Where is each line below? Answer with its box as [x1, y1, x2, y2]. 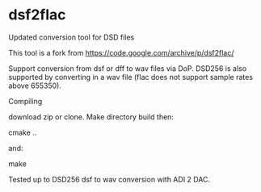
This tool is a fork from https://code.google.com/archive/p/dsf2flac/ [8, 48, 234, 57]
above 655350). [8, 81, 62, 90]
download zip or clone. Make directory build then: [8, 111, 174, 122]
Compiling [8, 96, 43, 106]
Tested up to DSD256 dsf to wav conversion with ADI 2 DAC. [8, 174, 211, 184]
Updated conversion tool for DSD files [8, 32, 135, 42]
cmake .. [8, 127, 37, 137]
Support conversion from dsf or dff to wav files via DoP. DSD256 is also [8, 63, 247, 73]
